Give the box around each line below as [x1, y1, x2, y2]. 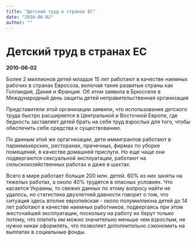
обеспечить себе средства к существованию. [6, 125, 122, 132]
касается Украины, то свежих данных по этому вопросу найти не [6, 185, 171, 192]
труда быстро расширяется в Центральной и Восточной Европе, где [6, 112, 178, 119]
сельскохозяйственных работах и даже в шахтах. [6, 161, 131, 168]
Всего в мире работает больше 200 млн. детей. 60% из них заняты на [6, 172, 183, 179]
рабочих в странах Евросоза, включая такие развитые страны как [6, 82, 174, 89]
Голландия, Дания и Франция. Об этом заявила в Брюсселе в [6, 88, 161, 95]
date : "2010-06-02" [6, 14, 54, 20]
